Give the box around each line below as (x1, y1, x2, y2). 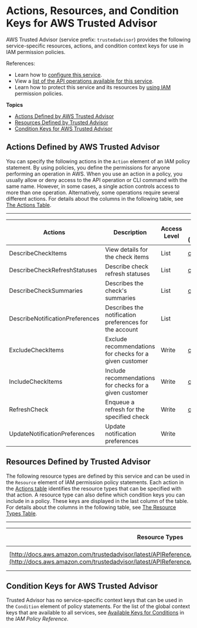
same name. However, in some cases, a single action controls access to (6, 183, 180, 190)
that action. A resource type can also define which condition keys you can (6, 491, 185, 498)
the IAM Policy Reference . (6, 615, 69, 623)
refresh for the (105, 405, 145, 413)
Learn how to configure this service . (14, 71, 103, 78)
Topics (6, 101, 23, 108)
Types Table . (6, 509, 38, 517)
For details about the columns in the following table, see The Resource (6, 504, 176, 511)
